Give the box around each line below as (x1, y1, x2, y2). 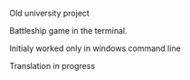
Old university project (9, 8, 90, 18)
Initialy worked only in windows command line (9, 43, 181, 54)
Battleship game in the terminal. (9, 25, 128, 35)
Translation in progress (9, 61, 96, 71)
